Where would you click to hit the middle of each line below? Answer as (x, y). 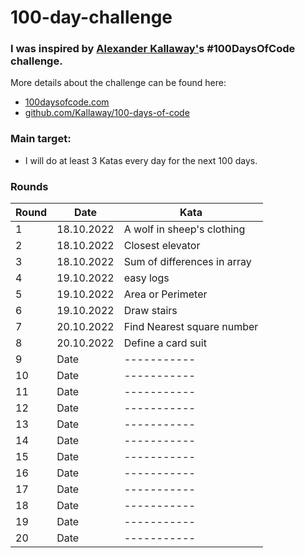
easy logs (146, 278)
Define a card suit (165, 343)
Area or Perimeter (165, 294)
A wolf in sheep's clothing (184, 229)
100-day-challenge (91, 17)
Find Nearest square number (191, 327)
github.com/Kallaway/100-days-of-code (107, 113)
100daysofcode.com (67, 102)
